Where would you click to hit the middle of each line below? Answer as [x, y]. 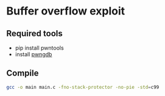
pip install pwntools [39, 48]
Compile [23, 73]
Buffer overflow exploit [66, 11]
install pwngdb [33, 54]
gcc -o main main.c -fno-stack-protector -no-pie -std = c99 [83, 87]
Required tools [34, 34]
